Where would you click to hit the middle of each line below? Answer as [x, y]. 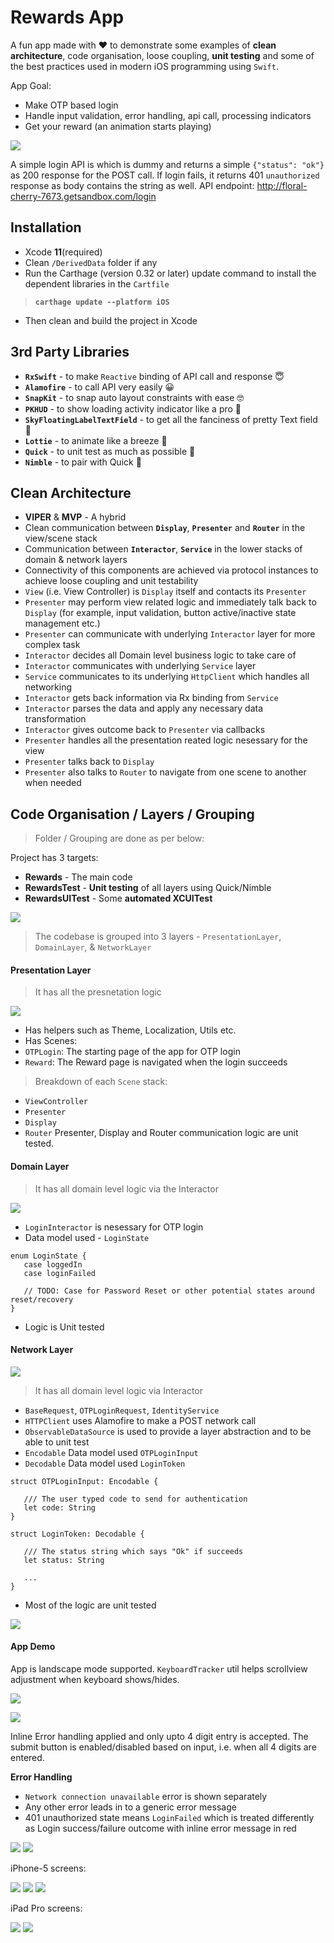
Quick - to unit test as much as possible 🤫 [110, 451]
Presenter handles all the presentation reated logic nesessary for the [166, 740]
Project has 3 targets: [54, 858]
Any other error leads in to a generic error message [130, 1807]
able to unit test [57, 1442]
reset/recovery [42, 1299]
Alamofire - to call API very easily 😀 [99, 387]
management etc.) [62, 623]
